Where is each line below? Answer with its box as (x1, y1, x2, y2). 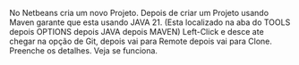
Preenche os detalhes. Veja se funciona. (9, 45, 158, 56)
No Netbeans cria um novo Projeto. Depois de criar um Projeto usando (9, 8, 269, 18)
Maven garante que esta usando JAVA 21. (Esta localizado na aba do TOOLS (9, 17, 291, 28)
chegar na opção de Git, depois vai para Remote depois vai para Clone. (9, 36, 273, 46)
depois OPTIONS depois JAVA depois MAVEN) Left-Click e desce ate (9, 27, 264, 37)
